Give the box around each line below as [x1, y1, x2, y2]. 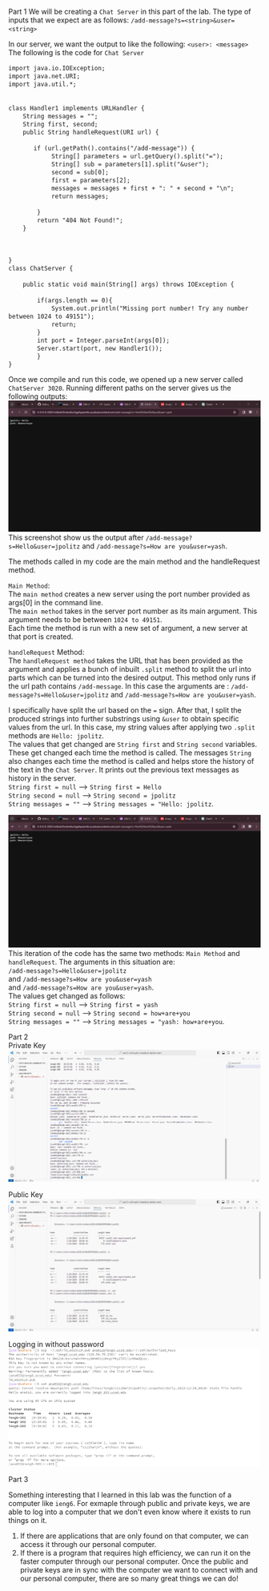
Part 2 [8, 1032, 29, 1042]
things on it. [8, 1516, 48, 1525]
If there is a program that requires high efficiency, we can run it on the [19, 1549, 251, 1558]
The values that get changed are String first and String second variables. [8, 740, 258, 749]
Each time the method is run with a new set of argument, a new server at [8, 624, 248, 633]
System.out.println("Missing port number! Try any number [50, 304, 249, 312]
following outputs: [8, 392, 68, 401]
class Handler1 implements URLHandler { [8, 104, 146, 112]
